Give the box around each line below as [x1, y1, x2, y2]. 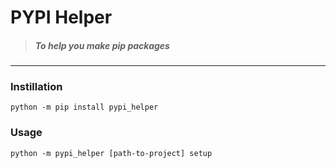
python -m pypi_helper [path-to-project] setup [10, 148, 213, 158]
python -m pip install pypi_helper [10, 102, 159, 113]
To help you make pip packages [34, 39, 170, 51]
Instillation [10, 80, 63, 94]
